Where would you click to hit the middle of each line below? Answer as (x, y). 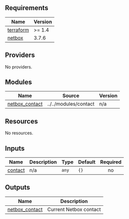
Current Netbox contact (74, 209)
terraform (18, 30)
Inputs (15, 148)
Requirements (27, 8)
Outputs (18, 188)
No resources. (19, 133)
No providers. (19, 67)
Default (87, 162)
